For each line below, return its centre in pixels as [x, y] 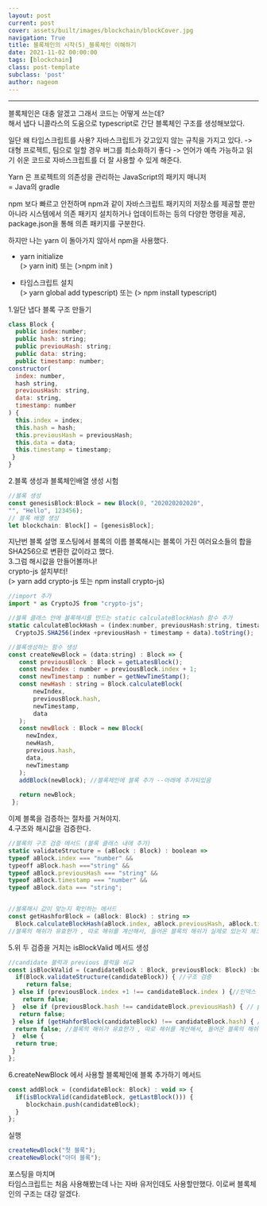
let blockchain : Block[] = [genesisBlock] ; [81, 525]
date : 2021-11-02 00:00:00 [53, 52]
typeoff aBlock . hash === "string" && [69, 866]
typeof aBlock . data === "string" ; [66, 888]
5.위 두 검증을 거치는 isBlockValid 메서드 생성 [79, 947]
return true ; [37, 1044]
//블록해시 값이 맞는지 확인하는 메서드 [62, 909]
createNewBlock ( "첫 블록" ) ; [52, 1150]
